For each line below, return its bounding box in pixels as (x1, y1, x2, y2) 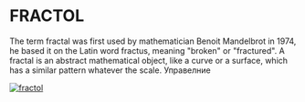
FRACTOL (9, 5, 85, 26)
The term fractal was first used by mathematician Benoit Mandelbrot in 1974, (9, 36, 297, 46)
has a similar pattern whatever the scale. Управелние (9, 65, 212, 76)
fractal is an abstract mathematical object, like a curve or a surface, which (9, 55, 289, 66)
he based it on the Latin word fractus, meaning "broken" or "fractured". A (9, 45, 285, 56)
